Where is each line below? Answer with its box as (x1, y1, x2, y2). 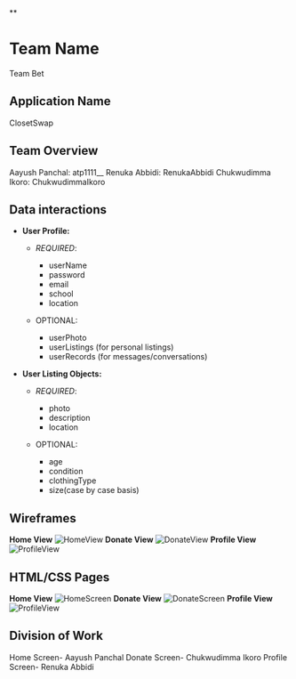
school (48, 288, 74, 299)
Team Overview (9, 143, 99, 158)
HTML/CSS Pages (9, 570, 110, 585)
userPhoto (48, 333, 87, 344)
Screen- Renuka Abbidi (9, 661, 95, 672)
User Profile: (21, 226, 70, 237)
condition (48, 466, 84, 477)
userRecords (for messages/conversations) (48, 352, 208, 362)
